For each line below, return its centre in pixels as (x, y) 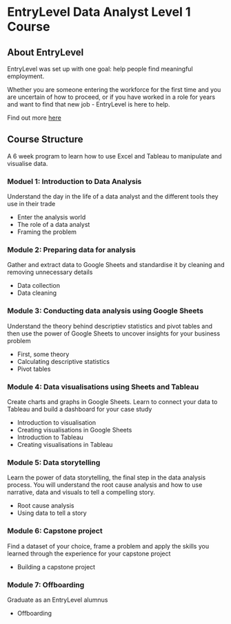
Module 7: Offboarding (46, 585)
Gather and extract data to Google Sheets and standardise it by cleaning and (116, 265)
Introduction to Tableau (50, 437)
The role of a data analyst (53, 225)
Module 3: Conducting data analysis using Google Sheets (105, 311)
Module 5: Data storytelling (54, 462)
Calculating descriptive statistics (63, 361)
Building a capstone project (56, 567)
